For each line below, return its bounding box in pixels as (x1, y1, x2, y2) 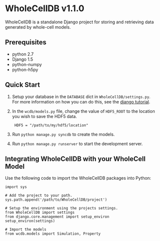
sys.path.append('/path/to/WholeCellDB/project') (5, 197, 108, 202)
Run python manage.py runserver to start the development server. (12, 140, 143, 146)
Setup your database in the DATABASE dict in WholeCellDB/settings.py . (12, 93, 151, 100)
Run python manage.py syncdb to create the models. (12, 131, 115, 137)
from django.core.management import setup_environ (5, 214, 110, 219)
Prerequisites (5, 38, 47, 47)
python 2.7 (12, 51, 34, 57)
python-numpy (12, 61, 42, 67)
